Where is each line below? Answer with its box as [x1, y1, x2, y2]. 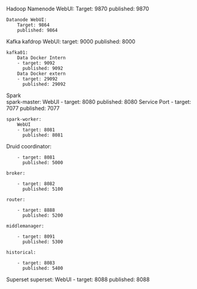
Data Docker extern [17, 71, 66, 77]
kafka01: [6, 49, 28, 56]
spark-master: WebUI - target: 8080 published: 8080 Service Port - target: [6, 98, 192, 105]
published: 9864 [17, 27, 58, 33]
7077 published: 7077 [6, 105, 60, 112]
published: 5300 [22, 239, 63, 245]
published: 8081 [22, 132, 63, 138]
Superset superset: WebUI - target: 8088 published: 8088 [6, 276, 150, 283]
